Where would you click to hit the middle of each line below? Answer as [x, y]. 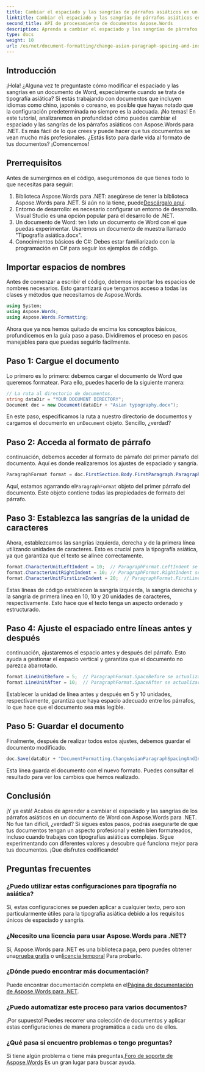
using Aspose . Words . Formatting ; [47, 317]
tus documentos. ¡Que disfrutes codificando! [63, 850]
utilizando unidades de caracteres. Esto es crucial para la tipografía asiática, [102, 549]
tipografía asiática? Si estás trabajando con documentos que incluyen [94, 98]
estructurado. [23, 609]
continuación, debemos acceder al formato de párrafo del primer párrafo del [103, 457]
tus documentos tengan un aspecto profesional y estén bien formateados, [99, 830]
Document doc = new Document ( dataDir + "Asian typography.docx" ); [92, 405]
